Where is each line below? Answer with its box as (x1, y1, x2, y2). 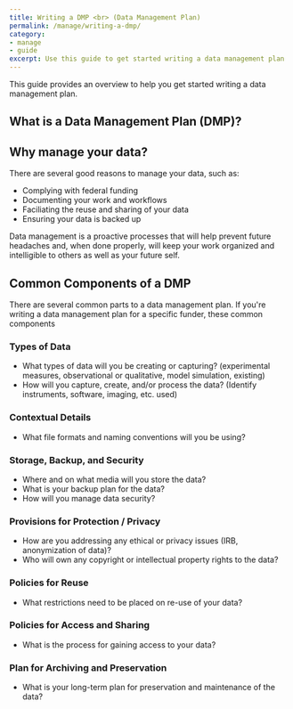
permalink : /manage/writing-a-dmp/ (9, 21, 142, 30)
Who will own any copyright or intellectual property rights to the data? (21, 554, 279, 566)
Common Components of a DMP (9, 275, 191, 290)
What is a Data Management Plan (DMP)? (9, 114, 242, 129)
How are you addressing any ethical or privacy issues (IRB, (21, 535, 239, 546)
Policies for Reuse (9, 576, 89, 589)
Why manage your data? (9, 144, 149, 159)
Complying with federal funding (21, 185, 139, 196)
